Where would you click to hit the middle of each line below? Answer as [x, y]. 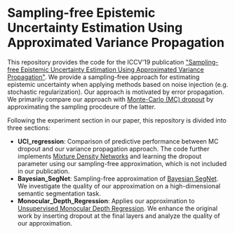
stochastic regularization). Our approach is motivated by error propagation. [116, 92]
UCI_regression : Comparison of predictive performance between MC [118, 141]
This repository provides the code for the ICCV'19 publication [96, 62]
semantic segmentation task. [59, 193]
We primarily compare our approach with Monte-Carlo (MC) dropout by [110, 99]
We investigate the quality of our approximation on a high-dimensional [119, 186]
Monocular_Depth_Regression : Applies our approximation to [106, 200]
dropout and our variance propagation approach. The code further [113, 149]
